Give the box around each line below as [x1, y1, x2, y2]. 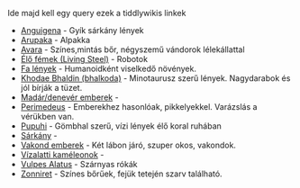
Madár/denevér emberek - [20, 92, 119, 103]
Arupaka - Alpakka [20, 35, 91, 45]
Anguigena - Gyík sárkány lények [20, 25, 144, 35]
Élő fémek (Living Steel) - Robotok [20, 54, 149, 64]
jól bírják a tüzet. [20, 83, 83, 93]
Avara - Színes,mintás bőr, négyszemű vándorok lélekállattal [20, 44, 245, 55]
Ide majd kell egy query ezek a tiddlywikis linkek [7, 8, 186, 18]
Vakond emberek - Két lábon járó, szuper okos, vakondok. [20, 139, 237, 150]
